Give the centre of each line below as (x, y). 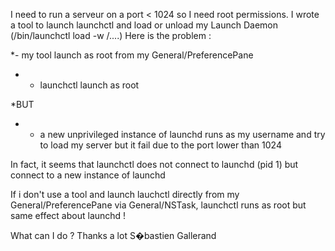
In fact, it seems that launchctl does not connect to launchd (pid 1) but (154, 164)
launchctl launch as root (89, 85)
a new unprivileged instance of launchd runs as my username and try (182, 134)
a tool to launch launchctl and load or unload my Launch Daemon (144, 25)
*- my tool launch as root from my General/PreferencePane (132, 55)
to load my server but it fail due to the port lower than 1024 (160, 145)
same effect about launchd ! (68, 215)
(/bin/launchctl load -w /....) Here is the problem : (111, 35)
